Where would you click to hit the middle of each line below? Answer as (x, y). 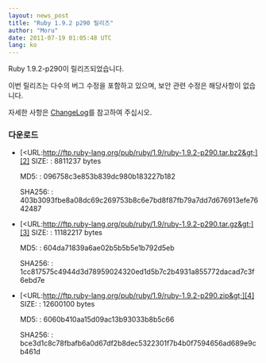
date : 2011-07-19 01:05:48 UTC (60, 38)
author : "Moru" (33, 30)
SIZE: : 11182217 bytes (67, 233)
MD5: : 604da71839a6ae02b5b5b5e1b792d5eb (97, 248)
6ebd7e (32, 280)
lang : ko (23, 45)
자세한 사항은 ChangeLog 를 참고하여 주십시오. (80, 113)
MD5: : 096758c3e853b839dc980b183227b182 (98, 176)
